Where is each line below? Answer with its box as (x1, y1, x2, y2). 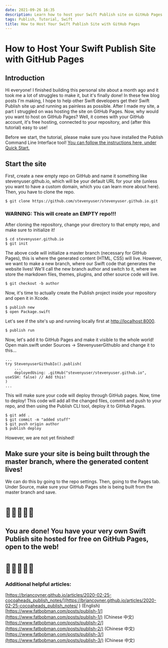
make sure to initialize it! (5, 227, 55, 233)
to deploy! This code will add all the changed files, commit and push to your (5, 398, 161, 404)
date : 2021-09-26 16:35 (5, 7, 55, 13)
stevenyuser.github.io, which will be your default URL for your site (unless (5, 178, 157, 184)
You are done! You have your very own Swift (5, 527, 146, 535)
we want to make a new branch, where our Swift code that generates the (5, 261, 155, 267)
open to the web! (5, 542, 59, 551)
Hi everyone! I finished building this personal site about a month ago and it (5, 87, 159, 93)
